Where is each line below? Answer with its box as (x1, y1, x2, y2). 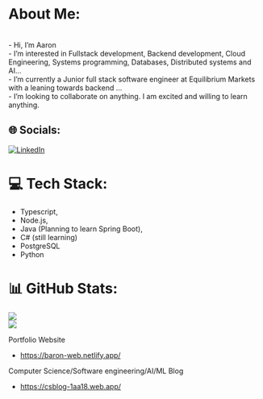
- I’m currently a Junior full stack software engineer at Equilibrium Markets (8, 74, 256, 84)
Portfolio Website (8, 335, 66, 344)
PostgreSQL (19, 241, 61, 251)
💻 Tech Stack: (8, 174, 108, 193)
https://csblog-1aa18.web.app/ (19, 381, 122, 391)
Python (19, 249, 44, 259)
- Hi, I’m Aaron (8, 39, 56, 49)
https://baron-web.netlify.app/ (19, 350, 121, 360)
